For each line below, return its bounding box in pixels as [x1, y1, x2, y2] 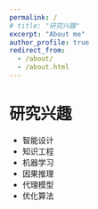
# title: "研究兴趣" [9, 21, 80, 30]
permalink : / [9, 12, 58, 22]
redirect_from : [9, 46, 66, 55]
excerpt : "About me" [9, 29, 86, 38]
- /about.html [17, 63, 69, 72]
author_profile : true [9, 37, 90, 47]
